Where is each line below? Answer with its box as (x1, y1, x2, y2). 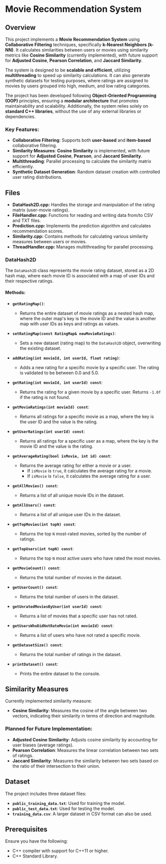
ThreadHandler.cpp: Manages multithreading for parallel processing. (12, 244, 155, 250)
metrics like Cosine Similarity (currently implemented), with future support (5, 52, 158, 58)
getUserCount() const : (12, 584, 58, 590)
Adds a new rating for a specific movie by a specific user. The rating (19, 364, 160, 370)
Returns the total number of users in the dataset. (19, 594, 119, 599)
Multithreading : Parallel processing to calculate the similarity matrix (12, 158, 152, 164)
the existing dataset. (19, 345, 61, 351)
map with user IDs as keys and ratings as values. (19, 321, 119, 327)
